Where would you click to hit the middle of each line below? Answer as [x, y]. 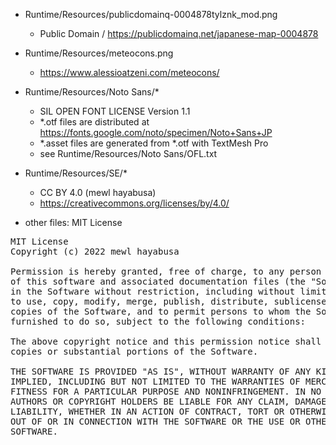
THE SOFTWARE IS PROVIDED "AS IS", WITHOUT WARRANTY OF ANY [161, 371]
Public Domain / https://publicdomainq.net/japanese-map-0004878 [179, 33]
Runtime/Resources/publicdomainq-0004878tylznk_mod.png [151, 14]
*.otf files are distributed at [94, 122]
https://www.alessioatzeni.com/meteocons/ [129, 72]
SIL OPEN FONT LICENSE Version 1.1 [115, 111]
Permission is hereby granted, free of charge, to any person [166, 271]
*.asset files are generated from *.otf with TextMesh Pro [154, 143]
